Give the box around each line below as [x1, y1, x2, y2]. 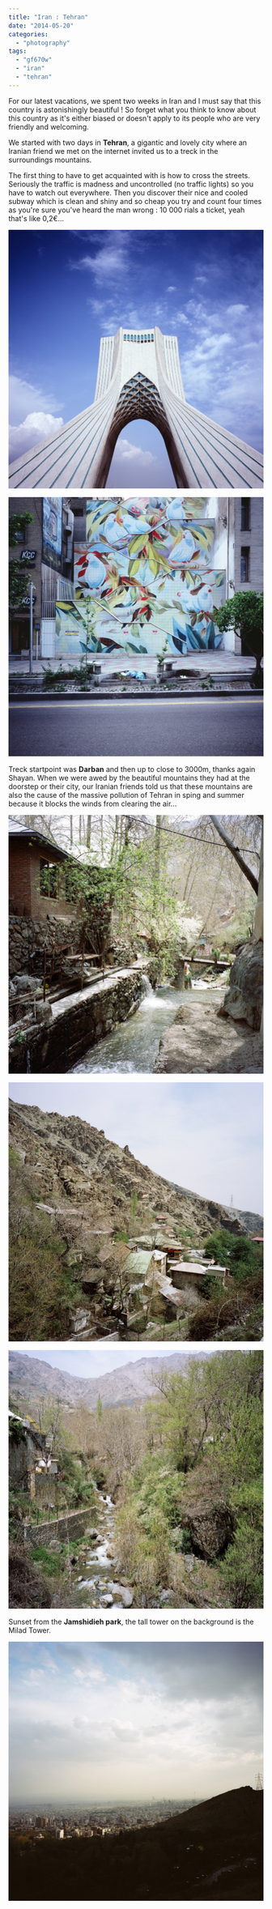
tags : [8, 47, 27, 56]
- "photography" [15, 39, 70, 47]
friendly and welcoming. [8, 121, 89, 131]
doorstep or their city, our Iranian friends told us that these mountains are [8, 782, 253, 791]
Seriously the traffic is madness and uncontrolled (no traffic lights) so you [8, 179, 254, 189]
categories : [8, 30, 49, 38]
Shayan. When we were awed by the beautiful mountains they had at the [8, 773, 250, 782]
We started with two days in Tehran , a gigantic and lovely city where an [8, 138, 248, 147]
